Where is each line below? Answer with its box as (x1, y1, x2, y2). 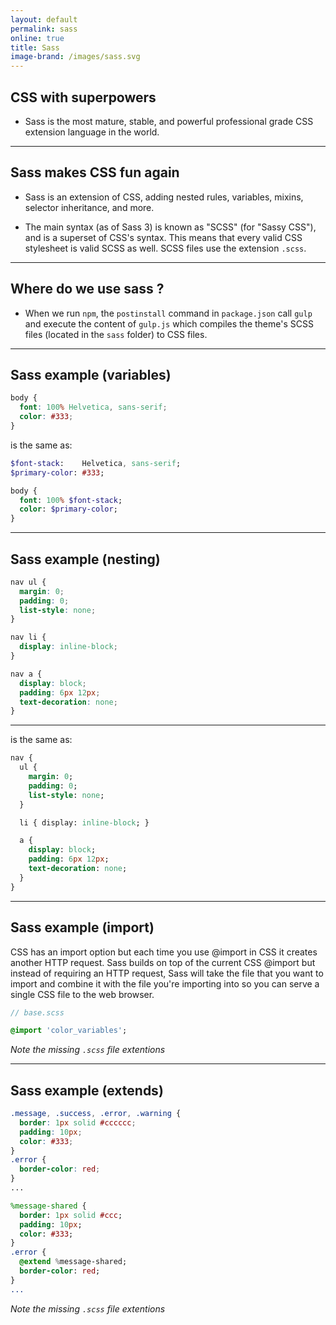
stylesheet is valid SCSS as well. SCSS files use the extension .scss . (24, 242, 307, 254)
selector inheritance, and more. (24, 201, 155, 213)
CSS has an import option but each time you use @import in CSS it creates (10, 946, 318, 958)
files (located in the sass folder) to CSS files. (24, 328, 208, 340)
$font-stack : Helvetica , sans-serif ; (10, 458, 182, 468)
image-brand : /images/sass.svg (10, 52, 141, 62)
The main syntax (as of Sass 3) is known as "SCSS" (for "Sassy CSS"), (24, 221, 317, 233)
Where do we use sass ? (10, 281, 165, 298)
